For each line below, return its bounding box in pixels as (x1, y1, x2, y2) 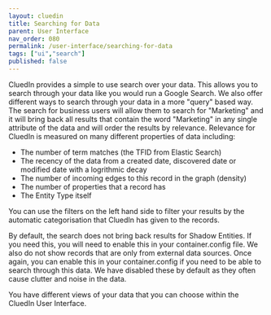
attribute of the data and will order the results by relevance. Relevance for (8, 123, 256, 133)
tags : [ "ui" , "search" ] (8, 50, 85, 58)
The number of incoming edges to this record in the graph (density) (20, 173, 247, 183)
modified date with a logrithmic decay (20, 164, 148, 174)
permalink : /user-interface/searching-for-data (8, 42, 173, 50)
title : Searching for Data (8, 20, 100, 28)
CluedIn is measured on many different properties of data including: (8, 131, 236, 141)
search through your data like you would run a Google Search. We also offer (8, 88, 263, 98)
